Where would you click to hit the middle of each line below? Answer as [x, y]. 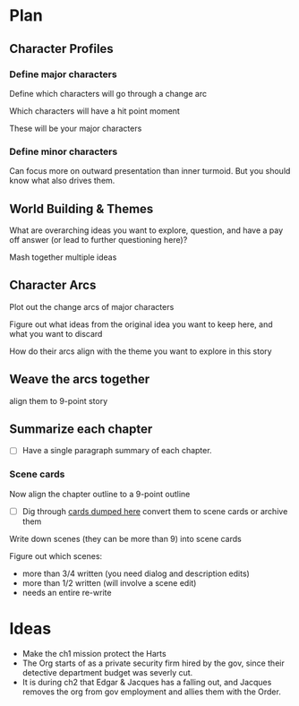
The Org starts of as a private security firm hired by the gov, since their [153, 663]
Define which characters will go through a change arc [108, 93]
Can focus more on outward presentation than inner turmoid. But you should [150, 171]
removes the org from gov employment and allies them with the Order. [152, 692]
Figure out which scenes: [56, 555]
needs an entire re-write [67, 592]
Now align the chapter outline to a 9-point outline [100, 494]
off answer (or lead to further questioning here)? [98, 239]
